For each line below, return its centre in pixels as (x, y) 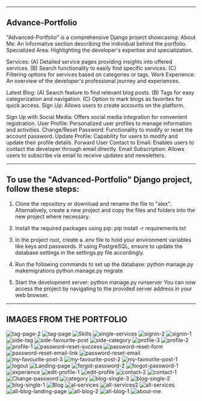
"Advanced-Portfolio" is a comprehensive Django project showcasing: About (101, 37)
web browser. (32, 295)
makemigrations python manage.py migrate (69, 271)
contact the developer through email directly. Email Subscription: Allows (95, 148)
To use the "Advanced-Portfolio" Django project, (99, 180)
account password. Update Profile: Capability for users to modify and (92, 136)
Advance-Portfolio (42, 23)
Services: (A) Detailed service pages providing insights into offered (89, 61)
